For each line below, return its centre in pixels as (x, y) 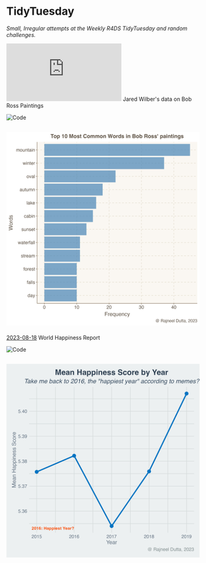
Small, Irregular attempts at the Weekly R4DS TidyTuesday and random (97, 28)
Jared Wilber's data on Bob (157, 99)
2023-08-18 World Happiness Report (53, 337)
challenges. (21, 34)
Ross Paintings (25, 105)
